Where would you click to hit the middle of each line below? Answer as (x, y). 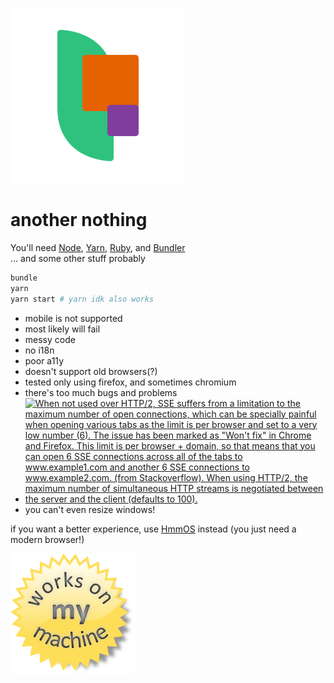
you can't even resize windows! (90, 509)
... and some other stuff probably (78, 258)
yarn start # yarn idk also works (82, 299)
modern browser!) (47, 539)
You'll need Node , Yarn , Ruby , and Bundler (98, 247)
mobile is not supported (73, 318)
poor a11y (44, 360)
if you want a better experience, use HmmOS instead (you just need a (153, 529)
